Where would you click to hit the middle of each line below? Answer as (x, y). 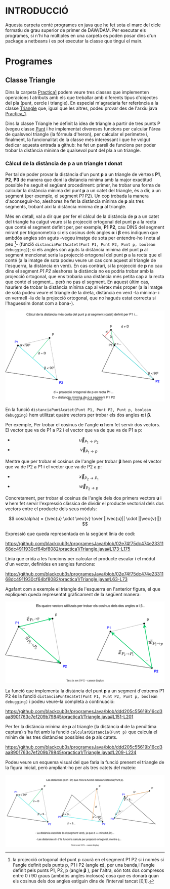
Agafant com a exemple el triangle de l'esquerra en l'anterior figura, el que (83, 589)
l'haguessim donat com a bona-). (40, 303)
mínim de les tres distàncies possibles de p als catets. (61, 737)
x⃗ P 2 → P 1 (89, 477)
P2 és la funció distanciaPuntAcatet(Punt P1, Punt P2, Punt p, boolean (81, 696)
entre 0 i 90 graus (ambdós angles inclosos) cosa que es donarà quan (86, 876)
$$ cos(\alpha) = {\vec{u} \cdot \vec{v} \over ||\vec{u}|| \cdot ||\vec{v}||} (85, 519)
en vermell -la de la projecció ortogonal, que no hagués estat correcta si (80, 298)
